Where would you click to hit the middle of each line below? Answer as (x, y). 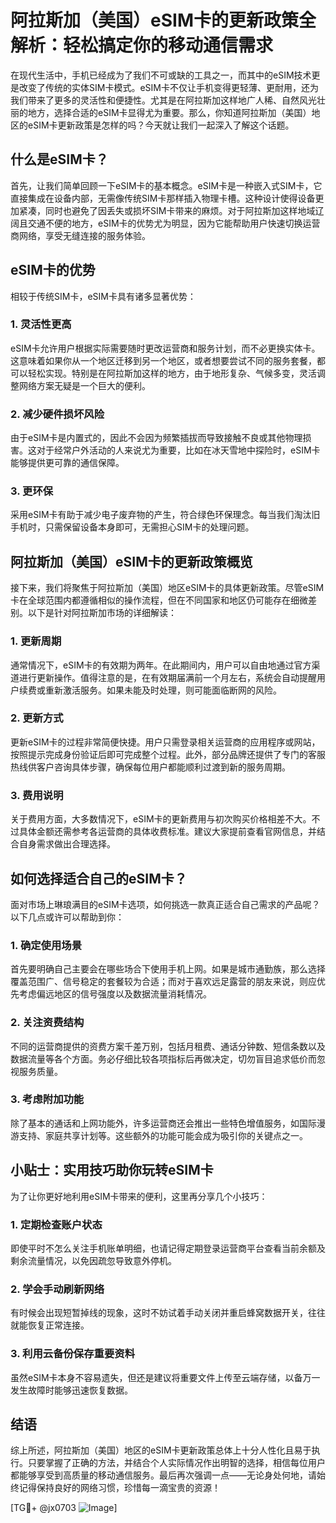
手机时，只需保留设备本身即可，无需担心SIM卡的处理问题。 (132, 527)
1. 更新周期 (36, 641)
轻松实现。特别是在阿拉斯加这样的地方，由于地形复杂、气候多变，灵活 (172, 373)
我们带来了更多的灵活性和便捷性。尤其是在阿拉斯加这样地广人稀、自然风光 (163, 100)
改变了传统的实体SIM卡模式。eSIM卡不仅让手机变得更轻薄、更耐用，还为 (168, 87)
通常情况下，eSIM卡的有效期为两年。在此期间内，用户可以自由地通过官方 (161, 665)
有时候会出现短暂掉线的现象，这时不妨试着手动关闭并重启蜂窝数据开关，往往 (168, 1313)
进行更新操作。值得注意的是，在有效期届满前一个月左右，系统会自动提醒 (167, 677)
